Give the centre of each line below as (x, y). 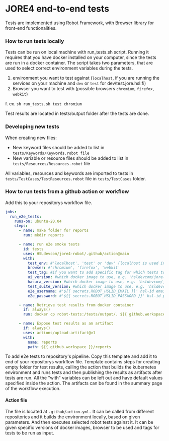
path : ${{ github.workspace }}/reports (69, 347)
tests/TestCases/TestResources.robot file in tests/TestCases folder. (76, 178)
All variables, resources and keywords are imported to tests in (69, 173)
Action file (16, 400)
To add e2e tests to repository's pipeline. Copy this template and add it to (81, 356)
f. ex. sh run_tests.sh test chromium (44, 104)
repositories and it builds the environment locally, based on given (73, 417)
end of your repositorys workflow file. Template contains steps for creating (83, 362)
